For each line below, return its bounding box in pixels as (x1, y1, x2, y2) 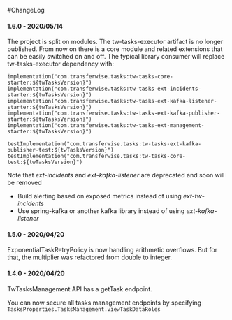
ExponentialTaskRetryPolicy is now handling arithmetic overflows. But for (7, 246, 218, 254)
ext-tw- (182, 192, 205, 201)
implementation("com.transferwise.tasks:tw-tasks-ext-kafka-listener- (7, 98, 217, 105)
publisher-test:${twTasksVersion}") (7, 147, 114, 154)
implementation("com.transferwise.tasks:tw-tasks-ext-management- (7, 122, 205, 129)
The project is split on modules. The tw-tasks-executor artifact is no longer (7, 38, 224, 46)
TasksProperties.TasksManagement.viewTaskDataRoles (7, 305, 161, 313)
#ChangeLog (7, 6, 45, 14)
